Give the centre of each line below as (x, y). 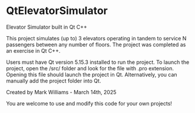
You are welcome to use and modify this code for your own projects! (89, 103)
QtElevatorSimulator (57, 11)
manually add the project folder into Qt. (54, 81)
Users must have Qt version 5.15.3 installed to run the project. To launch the (98, 62)
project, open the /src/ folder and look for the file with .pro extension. (90, 68)
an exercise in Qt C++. (33, 50)
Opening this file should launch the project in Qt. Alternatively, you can (92, 74)
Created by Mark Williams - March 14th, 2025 (61, 92)
